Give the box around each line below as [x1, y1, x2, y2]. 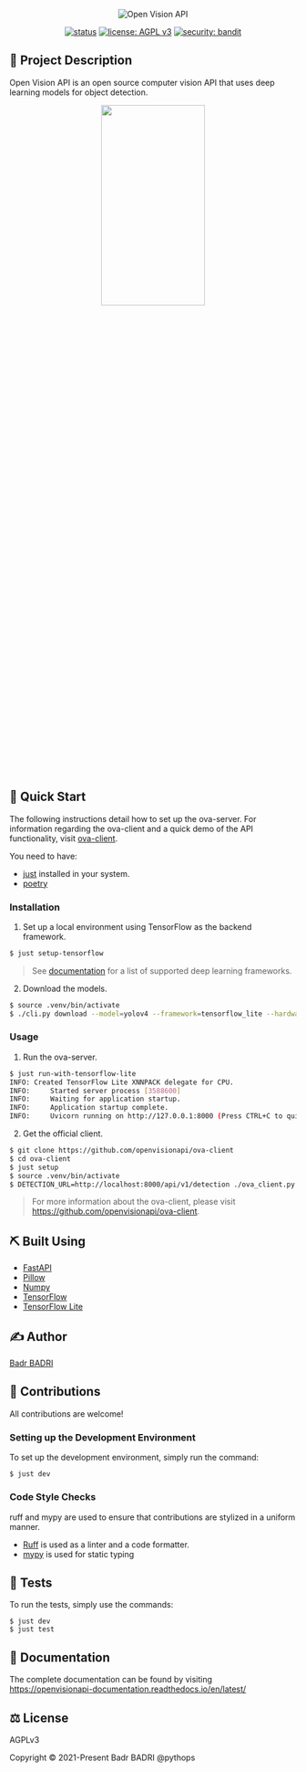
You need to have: [9, 850, 77, 861]
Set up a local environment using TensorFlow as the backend [22, 921, 252, 932]
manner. [9, 1521, 41, 1532]
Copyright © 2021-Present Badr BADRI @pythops [9, 1752, 196, 1763]
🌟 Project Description [9, 53, 133, 69]
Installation [9, 901, 61, 913]
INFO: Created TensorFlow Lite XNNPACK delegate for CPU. [9, 1078, 234, 1087]
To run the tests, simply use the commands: [9, 1599, 174, 1610]
